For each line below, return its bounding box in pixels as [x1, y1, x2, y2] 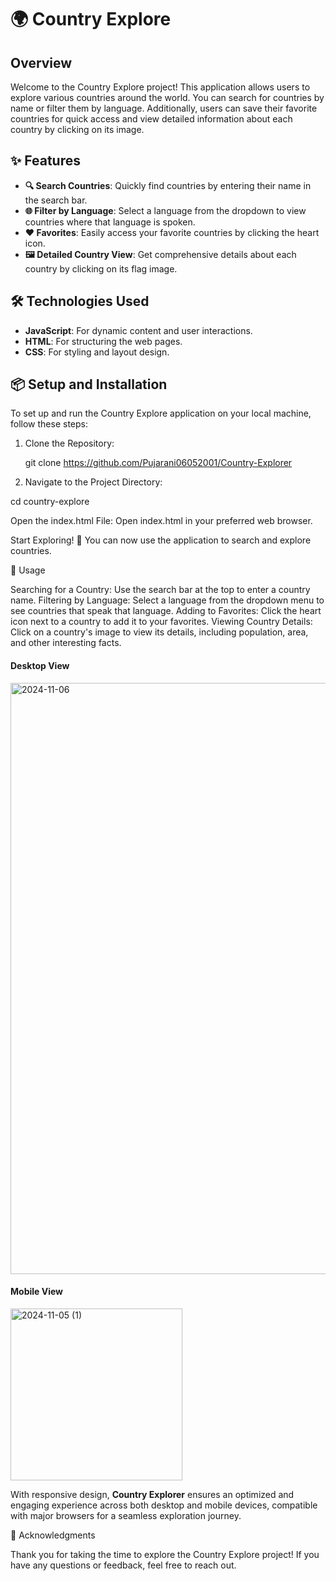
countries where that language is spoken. [24, 216, 196, 228]
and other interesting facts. [10, 637, 122, 649]
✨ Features [10, 152, 81, 170]
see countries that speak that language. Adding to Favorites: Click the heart [10, 605, 322, 617]
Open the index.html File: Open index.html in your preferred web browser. [10, 515, 313, 527]
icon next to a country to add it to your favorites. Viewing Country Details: [10, 616, 313, 628]
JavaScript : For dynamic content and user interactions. [24, 324, 253, 336]
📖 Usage [10, 564, 46, 576]
